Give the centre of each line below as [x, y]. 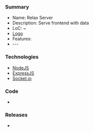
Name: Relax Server [33, 18]
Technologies [22, 57]
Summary [17, 7]
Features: [22, 39]
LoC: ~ [19, 28]
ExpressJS [23, 73]
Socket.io [22, 78]
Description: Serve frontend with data [50, 23]
